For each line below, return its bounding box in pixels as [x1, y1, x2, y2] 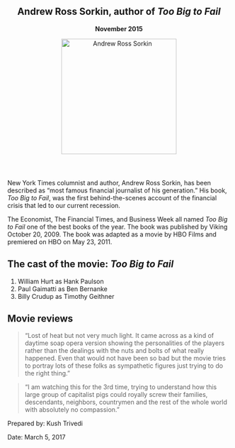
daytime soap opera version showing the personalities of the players [24, 339, 225, 347]
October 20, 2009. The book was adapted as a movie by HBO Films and [7, 230, 217, 239]
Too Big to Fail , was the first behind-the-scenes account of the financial [7, 193, 217, 202]
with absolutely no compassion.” [24, 405, 120, 414]
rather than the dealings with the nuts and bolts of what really [24, 346, 205, 355]
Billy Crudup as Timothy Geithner [17, 292, 115, 300]
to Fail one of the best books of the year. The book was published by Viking [7, 222, 228, 231]
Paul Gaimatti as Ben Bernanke [17, 284, 108, 293]
